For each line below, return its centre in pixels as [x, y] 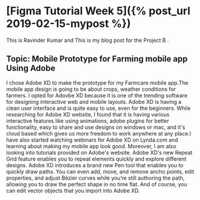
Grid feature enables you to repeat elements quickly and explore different [96, 159]
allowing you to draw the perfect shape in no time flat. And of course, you [97, 184]
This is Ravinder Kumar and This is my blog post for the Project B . [87, 40]
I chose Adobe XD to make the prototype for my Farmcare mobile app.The [97, 82]
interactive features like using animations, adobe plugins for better [88, 121]
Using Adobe [31, 68]
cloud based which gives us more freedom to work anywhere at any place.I [99, 133]
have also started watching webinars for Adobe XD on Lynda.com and [92, 140]
